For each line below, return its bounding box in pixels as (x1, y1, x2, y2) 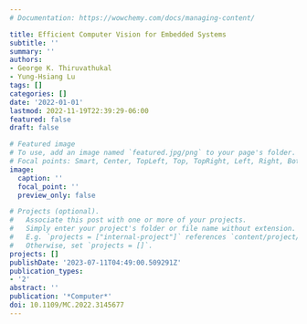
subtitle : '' (9, 38, 59, 47)
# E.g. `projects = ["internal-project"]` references (9, 233, 227, 242)
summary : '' (9, 47, 55, 56)
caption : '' (17, 173, 64, 183)
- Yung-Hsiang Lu (9, 72, 76, 82)
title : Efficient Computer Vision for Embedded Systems (9, 29, 227, 39)
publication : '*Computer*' (9, 292, 112, 301)
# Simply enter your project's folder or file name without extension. (9, 225, 297, 234)
